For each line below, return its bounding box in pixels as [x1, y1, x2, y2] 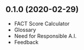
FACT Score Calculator [14, 20, 70, 27]
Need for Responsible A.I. [14, 32, 77, 40]
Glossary [14, 26, 37, 33]
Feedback [14, 38, 39, 45]
